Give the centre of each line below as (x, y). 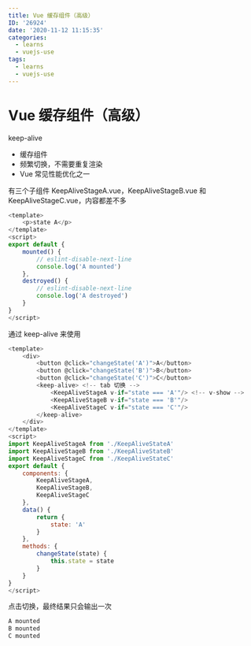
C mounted (24, 636)
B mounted (24, 629)
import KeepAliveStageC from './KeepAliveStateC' (91, 459)
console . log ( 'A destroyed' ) (82, 296)
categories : (28, 37)
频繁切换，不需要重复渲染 (61, 164)
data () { (37, 510)
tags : (17, 60)
